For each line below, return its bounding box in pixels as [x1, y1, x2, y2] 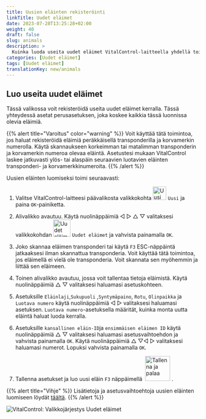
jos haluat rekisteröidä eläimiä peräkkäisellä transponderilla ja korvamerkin [6, 136, 194, 144]
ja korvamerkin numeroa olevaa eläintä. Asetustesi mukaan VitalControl [6, 150, 186, 157]
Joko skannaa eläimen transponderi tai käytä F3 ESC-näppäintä [15, 243, 176, 250]
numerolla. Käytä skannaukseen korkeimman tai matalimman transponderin [6, 143, 196, 150]
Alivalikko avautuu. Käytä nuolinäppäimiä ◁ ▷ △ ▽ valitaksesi [15, 213, 174, 220]
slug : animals [6, 37, 43, 44]
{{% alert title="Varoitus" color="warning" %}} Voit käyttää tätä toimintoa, [6, 130, 193, 137]
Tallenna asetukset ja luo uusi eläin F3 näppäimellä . [15, 375, 174, 383]
